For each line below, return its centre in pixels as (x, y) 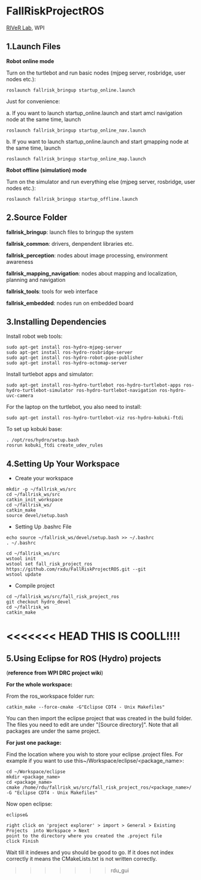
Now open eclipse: (29, 804)
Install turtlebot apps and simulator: (50, 374)
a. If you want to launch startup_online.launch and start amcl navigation (94, 113)
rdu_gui (120, 870)
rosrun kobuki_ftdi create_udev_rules (55, 445)
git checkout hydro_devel (38, 602)
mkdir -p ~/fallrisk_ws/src (41, 489)
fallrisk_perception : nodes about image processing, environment (87, 255)
